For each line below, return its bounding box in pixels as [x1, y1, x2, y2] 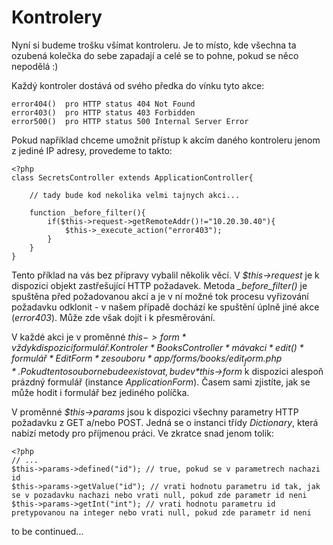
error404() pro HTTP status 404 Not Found [11, 99, 196, 109]
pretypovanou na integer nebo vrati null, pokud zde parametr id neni [11, 507, 312, 518]
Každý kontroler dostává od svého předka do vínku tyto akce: [11, 79, 265, 91]
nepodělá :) [11, 60, 59, 72]
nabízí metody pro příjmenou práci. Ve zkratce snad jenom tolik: [11, 427, 274, 439]
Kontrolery [11, 6, 103, 29]
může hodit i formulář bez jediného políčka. [11, 386, 190, 398]
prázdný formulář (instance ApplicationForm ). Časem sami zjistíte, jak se [11, 376, 311, 388]
